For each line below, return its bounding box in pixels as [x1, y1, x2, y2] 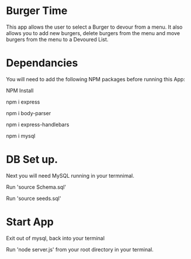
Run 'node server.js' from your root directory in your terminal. [6, 246, 154, 253]
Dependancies [6, 57, 78, 70]
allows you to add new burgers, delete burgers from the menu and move [6, 29, 180, 36]
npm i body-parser [6, 109, 51, 116]
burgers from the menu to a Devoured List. [6, 36, 109, 43]
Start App [6, 215, 54, 229]
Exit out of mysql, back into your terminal [6, 234, 105, 241]
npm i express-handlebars [6, 121, 70, 128]
